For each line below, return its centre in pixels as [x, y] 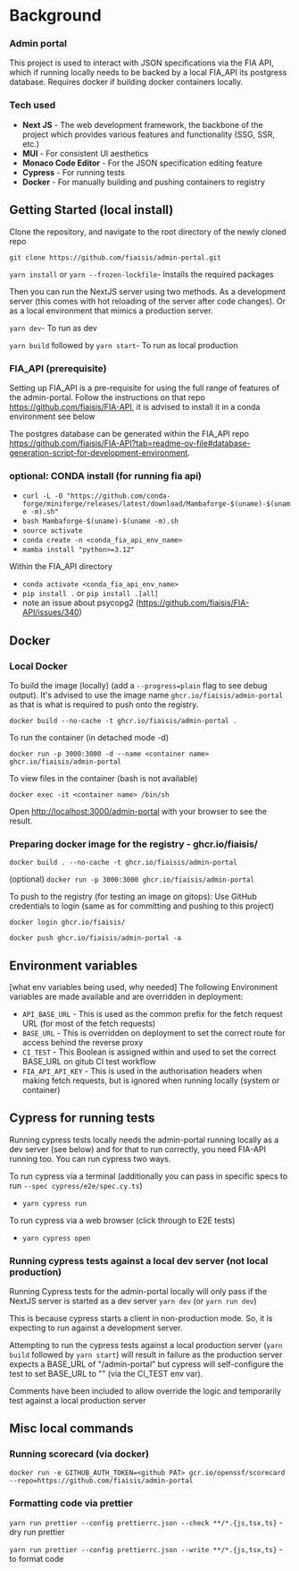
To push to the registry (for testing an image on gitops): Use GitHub [133, 897]
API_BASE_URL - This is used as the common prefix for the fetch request [152, 1013]
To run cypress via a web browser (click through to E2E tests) [122, 1220]
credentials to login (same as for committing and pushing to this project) [142, 906]
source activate [52, 531]
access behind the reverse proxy [83, 1042]
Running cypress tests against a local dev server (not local [139, 1260]
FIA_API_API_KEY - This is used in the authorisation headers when [142, 1071]
